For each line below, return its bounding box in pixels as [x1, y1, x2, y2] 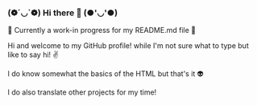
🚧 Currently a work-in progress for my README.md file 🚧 [7, 26, 197, 35]
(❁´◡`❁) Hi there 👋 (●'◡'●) [7, 7, 118, 18]
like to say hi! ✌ [7, 50, 59, 59]
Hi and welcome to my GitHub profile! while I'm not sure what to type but [7, 41, 249, 50]
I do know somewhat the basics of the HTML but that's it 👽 [7, 69, 204, 79]
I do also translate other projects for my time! [7, 87, 157, 97]
